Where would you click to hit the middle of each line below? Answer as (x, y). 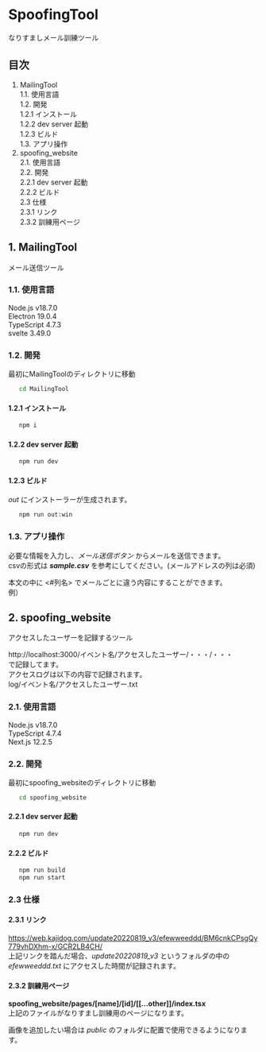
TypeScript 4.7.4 (35, 733)
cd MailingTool (44, 389)
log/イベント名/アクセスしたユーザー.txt (73, 684)
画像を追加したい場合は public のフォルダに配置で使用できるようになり (124, 1030)
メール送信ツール (36, 267)
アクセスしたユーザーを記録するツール (71, 638)
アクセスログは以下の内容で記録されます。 (77, 675)
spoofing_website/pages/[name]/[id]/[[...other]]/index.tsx (107, 1004)
